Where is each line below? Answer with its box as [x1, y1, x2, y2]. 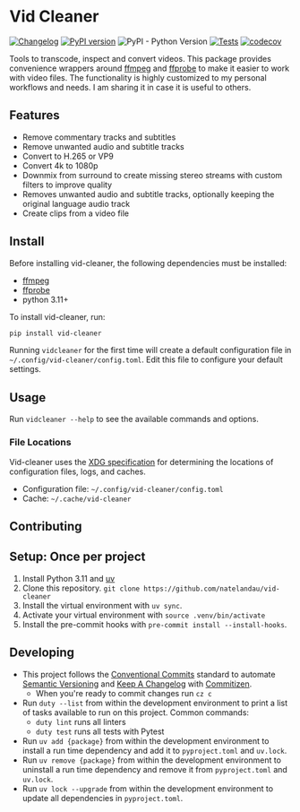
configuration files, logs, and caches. [9, 466, 146, 477]
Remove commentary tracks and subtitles [21, 132, 176, 143]
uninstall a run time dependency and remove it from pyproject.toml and [21, 764, 288, 774]
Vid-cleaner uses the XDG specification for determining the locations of [9, 456, 274, 467]
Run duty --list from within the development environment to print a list [21, 697, 288, 708]
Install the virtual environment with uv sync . [21, 600, 183, 610]
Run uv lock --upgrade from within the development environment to [21, 782, 274, 794]
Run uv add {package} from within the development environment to [21, 735, 270, 746]
